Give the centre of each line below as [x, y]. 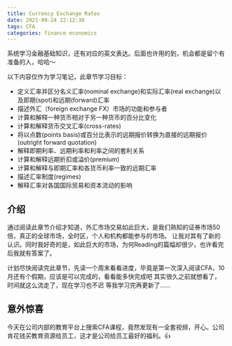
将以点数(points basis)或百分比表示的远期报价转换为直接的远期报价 [112, 135]
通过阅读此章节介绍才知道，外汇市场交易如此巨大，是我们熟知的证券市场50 [114, 227]
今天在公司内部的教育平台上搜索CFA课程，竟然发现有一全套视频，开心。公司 [116, 327]
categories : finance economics [52, 33]
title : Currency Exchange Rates [54, 13]
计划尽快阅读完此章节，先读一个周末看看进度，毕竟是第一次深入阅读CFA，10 [116, 268]
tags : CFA [21, 26]
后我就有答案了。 [31, 253]
